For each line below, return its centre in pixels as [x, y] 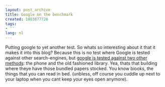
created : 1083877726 [27, 19]
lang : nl [14, 33]
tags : [11, 24]
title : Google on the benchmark [39, 14]
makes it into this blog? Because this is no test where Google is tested [77, 52]
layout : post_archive [28, 10]
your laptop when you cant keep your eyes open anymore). [66, 79]
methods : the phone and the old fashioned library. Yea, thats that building [81, 63]
